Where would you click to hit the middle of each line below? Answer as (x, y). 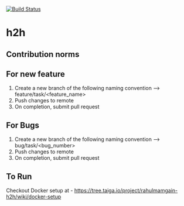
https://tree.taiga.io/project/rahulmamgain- (126, 191)
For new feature (36, 74)
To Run (19, 176)
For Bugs (23, 125)
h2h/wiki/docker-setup (34, 197)
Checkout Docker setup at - (40, 191)
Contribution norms (43, 54)
